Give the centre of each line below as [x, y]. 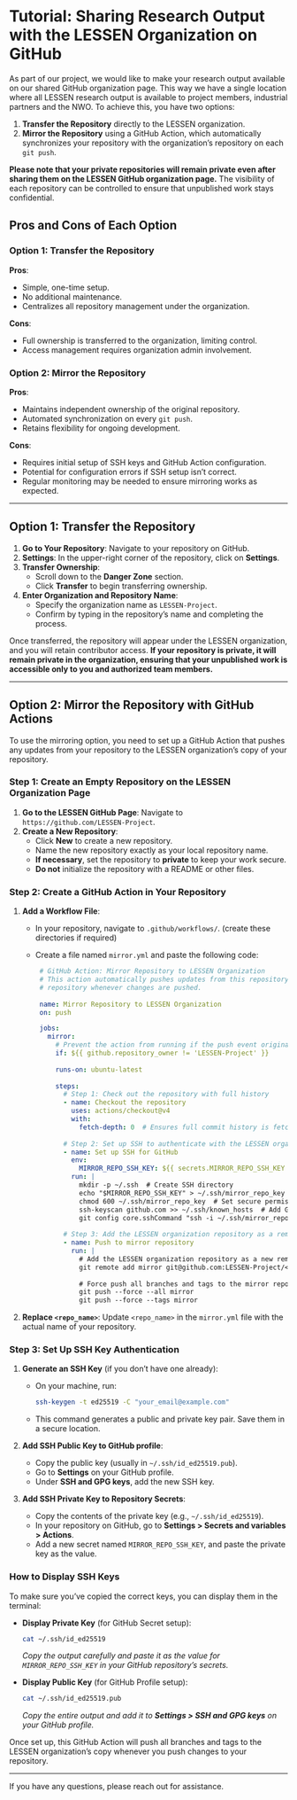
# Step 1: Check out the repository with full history [166, 1095]
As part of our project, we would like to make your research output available [147, 78]
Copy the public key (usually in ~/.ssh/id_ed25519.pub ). [137, 1463]
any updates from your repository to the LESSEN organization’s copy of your [148, 750]
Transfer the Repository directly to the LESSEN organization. [133, 124]
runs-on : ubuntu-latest [99, 1070]
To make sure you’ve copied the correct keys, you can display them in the [144, 1596]
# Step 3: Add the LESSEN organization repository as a [168, 1235]
